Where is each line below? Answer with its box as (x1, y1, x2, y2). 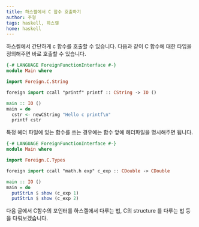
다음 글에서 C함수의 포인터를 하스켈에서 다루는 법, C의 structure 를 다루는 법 (6, 207, 185, 214)
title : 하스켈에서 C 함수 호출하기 (6, 8, 82, 15)
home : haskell (6, 25, 42, 32)
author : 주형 (6, 14, 37, 20)
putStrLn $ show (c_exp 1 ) (11, 190, 79, 196)
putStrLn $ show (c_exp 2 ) (11, 196, 79, 202)
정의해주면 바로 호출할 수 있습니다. (6, 50, 86, 58)
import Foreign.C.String (6, 79, 68, 85)
